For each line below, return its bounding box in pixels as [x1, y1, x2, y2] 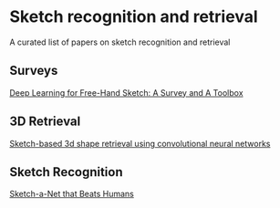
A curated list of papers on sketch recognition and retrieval [9, 36, 231, 47]
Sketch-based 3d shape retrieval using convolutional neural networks [9, 138, 271, 149]
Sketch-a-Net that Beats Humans [9, 189, 134, 200]
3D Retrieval [9, 114, 81, 130]
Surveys [9, 63, 58, 78]
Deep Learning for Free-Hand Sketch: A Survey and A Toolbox [9, 87, 244, 98]
